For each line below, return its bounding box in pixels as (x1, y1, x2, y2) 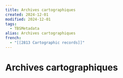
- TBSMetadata (10, 26, 39, 31)
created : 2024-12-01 (5, 12, 49, 17)
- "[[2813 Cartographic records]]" (10, 40, 85, 45)
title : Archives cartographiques (5, 7, 76, 13)
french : (5, 36, 22, 41)
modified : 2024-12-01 (5, 17, 51, 22)
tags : (5, 21, 17, 27)
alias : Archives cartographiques (5, 31, 76, 36)
